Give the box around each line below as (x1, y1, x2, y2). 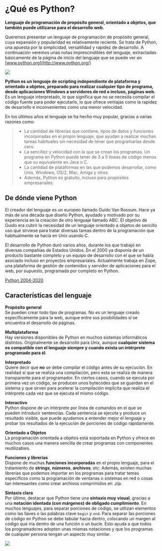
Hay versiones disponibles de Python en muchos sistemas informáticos (5, 334, 147, 340)
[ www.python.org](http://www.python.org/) (5, 60, 91, 66)
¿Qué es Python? (5, 3, 75, 15)
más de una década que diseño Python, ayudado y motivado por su (5, 212, 140, 218)
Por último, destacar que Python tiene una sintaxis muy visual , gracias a (5, 495, 150, 501)
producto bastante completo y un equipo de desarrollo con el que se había (5, 252, 154, 258)
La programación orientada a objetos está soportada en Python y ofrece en (5, 435, 155, 441)
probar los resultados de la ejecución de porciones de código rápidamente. (5, 420, 155, 426)
